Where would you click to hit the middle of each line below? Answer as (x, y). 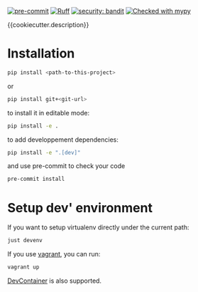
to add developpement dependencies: (63, 140)
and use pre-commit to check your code (66, 166)
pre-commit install (36, 179)
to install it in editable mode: (49, 113)
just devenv (25, 241)
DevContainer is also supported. (54, 281)
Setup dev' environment (80, 208)
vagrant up (23, 267)
